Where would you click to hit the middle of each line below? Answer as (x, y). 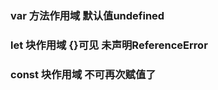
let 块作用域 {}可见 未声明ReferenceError (109, 45)
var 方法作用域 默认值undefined (87, 15)
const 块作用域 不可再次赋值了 (83, 74)
